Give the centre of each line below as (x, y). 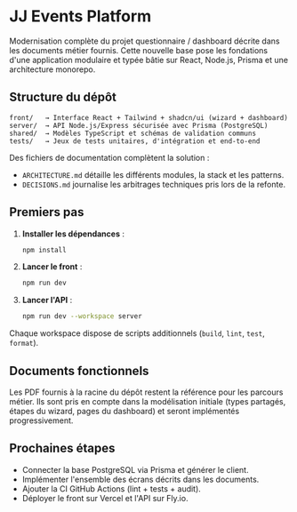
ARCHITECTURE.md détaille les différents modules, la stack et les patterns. (153, 174)
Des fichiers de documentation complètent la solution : (109, 157)
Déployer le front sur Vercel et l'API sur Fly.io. (105, 498)
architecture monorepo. (52, 69)
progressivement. (41, 420)
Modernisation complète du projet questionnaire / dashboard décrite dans (144, 41)
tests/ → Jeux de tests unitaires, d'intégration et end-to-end (135, 141)
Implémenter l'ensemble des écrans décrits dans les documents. (140, 479)
